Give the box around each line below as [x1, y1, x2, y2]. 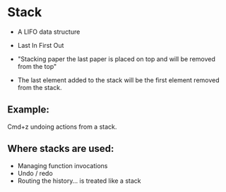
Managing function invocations [17, 161, 108, 169]
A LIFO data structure [17, 27, 81, 36]
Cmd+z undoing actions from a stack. [7, 122, 117, 131]
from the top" [17, 62, 57, 70]
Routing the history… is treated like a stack [17, 177, 141, 185]
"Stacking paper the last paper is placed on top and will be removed [17, 54, 215, 63]
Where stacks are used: [7, 143, 114, 155]
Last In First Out [17, 41, 64, 49]
